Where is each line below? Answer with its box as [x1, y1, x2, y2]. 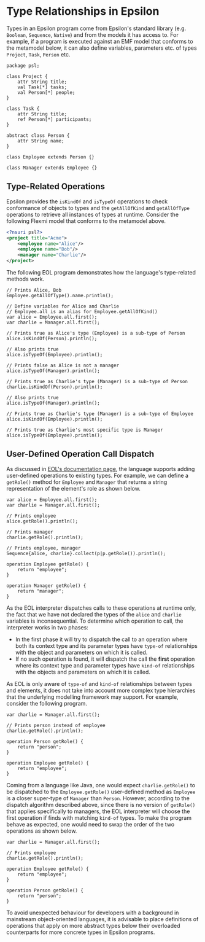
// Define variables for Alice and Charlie [6, 303, 120, 309]
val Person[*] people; [17, 89, 75, 96]
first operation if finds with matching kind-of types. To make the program [6, 814, 192, 821]
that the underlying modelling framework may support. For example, [6, 693, 179, 701]
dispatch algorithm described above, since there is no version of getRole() [6, 801, 196, 808]
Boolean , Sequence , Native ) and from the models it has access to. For [6, 31, 179, 38]
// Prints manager [6, 529, 53, 535]
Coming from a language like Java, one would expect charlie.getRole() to [6, 781, 195, 788]
